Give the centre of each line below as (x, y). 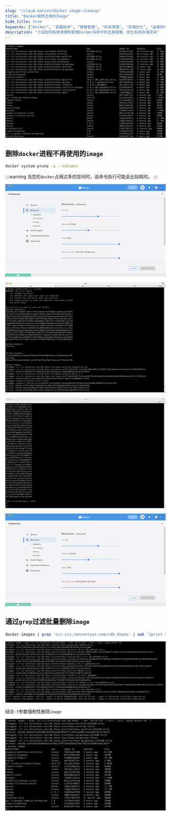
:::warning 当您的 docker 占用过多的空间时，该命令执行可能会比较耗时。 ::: (81, 177)
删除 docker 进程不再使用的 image (54, 153)
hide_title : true (24, 21)
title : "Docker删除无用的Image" (38, 16)
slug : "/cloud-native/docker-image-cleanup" (53, 11)
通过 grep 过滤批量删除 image (48, 622)
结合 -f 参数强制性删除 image (34, 711)
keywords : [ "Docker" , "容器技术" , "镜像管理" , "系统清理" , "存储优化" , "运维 (83, 27)
